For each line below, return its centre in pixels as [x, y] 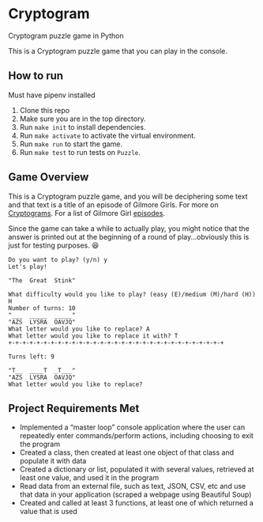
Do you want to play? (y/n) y [58, 259]
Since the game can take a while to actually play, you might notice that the [129, 228]
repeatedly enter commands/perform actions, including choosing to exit [137, 436]
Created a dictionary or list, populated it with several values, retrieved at [137, 469]
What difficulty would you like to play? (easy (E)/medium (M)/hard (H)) [132, 294]
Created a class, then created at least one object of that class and [127, 452]
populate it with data [53, 461]
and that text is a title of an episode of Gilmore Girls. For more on [113, 204]
